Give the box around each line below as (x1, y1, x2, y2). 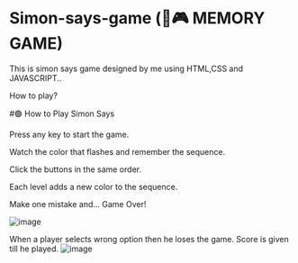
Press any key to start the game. (9, 129, 130, 140)
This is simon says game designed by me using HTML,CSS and (9, 63, 244, 74)
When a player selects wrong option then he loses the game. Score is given (9, 233, 290, 244)
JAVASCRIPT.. (9, 72, 62, 83)
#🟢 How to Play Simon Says (9, 108, 115, 119)
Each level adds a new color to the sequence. (9, 181, 178, 192)
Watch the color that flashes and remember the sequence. (9, 146, 226, 157)
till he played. (9, 243, 59, 254)
